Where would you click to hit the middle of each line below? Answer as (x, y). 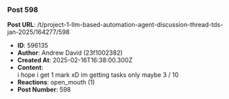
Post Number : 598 (44, 90)
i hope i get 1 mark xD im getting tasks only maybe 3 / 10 (98, 75)
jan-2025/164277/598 (39, 32)
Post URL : (22, 25)
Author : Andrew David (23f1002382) (70, 53)
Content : (30, 68)
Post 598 (23, 10)
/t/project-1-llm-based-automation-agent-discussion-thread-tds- (130, 25)
